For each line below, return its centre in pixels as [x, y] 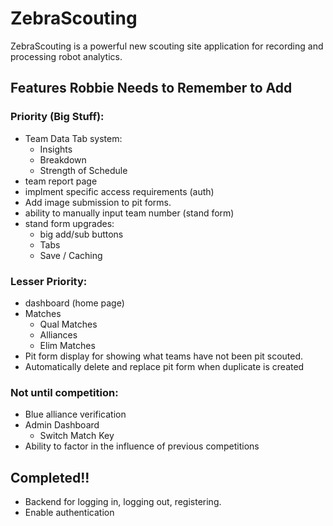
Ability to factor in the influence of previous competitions [142, 446]
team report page [61, 181]
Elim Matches [67, 345]
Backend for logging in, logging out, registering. [123, 502]
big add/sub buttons [81, 234]
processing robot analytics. [66, 56]
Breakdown [63, 159]
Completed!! [50, 477]
